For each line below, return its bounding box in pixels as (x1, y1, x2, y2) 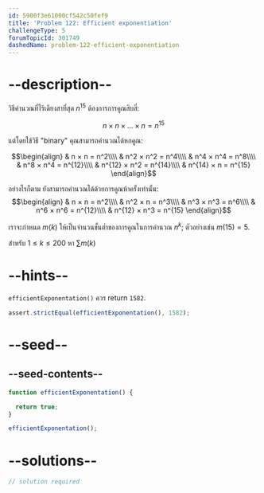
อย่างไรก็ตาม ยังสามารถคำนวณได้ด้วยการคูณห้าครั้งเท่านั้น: (8, 184, 159, 194)
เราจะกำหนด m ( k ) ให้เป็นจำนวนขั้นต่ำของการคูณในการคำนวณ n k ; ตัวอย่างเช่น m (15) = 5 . (8, 221, 250, 232)
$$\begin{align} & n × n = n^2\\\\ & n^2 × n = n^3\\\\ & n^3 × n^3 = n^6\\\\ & (11, 197, 256, 207)
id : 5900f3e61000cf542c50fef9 (8, 11, 109, 20)
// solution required (8, 478, 80, 486)
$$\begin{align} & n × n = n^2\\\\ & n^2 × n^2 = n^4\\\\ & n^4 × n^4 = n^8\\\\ (11, 152, 256, 162)
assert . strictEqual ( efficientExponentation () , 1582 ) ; (8, 308, 191, 317)
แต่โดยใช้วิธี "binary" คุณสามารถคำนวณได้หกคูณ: (8, 136, 143, 146)
